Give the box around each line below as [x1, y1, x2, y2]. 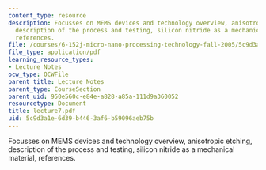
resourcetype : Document [8, 100, 87, 108]
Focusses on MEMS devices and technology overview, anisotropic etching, [8, 136, 253, 145]
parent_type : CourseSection [8, 85, 101, 93]
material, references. [8, 153, 76, 162]
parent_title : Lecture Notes [8, 77, 104, 85]
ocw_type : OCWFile [8, 70, 69, 78]
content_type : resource [8, 11, 87, 20]
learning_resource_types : [8, 56, 93, 64]
